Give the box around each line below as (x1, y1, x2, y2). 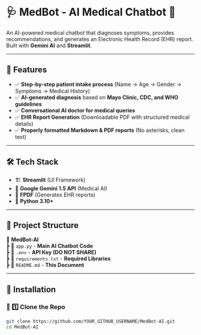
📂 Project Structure (6, 220, 79, 230)
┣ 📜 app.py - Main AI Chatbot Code (6, 242, 93, 250)
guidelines (14, 100, 42, 107)
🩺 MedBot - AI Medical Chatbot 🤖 (6, 5, 176, 19)
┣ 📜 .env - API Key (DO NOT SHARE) (6, 249, 97, 256)
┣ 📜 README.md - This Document (6, 262, 84, 269)
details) (14, 120, 34, 127)
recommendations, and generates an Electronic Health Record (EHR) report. (6, 35, 193, 42)
